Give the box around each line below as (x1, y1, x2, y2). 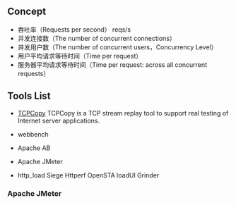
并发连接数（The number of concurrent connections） (17, 34, 177, 42)
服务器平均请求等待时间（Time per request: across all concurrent (17, 60, 207, 69)
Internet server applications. (17, 116, 100, 125)
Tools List (7, 90, 51, 102)
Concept (7, 6, 47, 18)
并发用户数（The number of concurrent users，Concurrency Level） (17, 42, 218, 51)
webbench (17, 130, 49, 138)
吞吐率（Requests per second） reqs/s (17, 25, 131, 34)
